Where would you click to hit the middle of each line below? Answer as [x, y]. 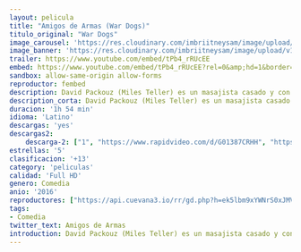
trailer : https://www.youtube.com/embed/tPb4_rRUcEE [110, 59]
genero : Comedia [39, 184]
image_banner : [36, 51]
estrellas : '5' [38, 150]
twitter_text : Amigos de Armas [68, 225]
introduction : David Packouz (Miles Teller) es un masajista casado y [144, 233]
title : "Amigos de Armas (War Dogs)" [80, 26]
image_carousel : [39, 42]
